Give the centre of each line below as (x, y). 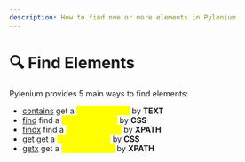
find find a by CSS (84, 120)
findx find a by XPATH (91, 129)
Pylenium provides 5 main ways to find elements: (99, 93)
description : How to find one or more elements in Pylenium (123, 17)
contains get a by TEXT (93, 111)
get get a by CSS (81, 139)
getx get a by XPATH (88, 148)
